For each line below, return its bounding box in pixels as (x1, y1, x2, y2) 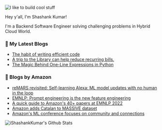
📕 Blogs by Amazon (5, 74, 52, 81)
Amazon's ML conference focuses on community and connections (12, 110, 145, 116)
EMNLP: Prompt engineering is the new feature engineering (12, 95, 131, 101)
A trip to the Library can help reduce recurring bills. (12, 57, 115, 62)
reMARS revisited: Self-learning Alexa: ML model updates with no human (12, 85, 157, 90)
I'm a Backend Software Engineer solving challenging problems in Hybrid (5, 23, 151, 29)
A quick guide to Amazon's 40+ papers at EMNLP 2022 (12, 100, 123, 106)
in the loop (12, 90, 34, 96)
